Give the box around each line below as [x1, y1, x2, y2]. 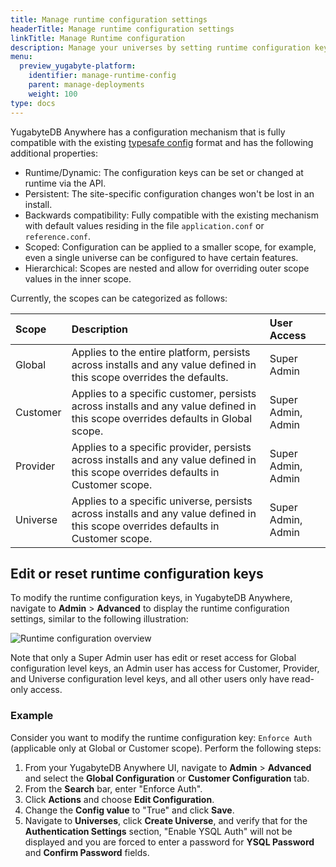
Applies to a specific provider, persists [71, 440, 252, 454]
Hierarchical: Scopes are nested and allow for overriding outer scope [24, 262, 310, 274]
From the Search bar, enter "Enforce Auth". [24, 782, 203, 795]
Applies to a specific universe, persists [71, 494, 253, 508]
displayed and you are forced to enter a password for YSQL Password [24, 836, 315, 848]
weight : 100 [28, 89, 78, 99]
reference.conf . [24, 230, 92, 242]
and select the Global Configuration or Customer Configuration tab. [24, 772, 310, 784]
